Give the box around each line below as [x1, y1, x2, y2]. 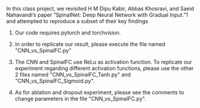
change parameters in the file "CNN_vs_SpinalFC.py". [14, 95, 146, 102]
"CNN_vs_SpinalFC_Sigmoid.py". [14, 77, 95, 84]
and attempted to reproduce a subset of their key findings [6, 18, 148, 24]
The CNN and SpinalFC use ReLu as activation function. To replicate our [14, 59, 192, 65]
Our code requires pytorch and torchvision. [14, 29, 121, 36]
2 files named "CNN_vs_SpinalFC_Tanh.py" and [14, 71, 131, 78]
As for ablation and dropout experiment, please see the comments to [14, 89, 184, 96]
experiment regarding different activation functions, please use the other [14, 65, 194, 72]
